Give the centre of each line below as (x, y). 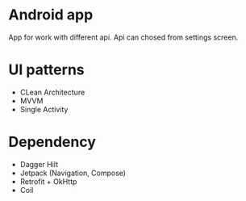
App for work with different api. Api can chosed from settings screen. (123, 37)
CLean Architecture (52, 92)
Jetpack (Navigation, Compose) (73, 173)
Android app (51, 15)
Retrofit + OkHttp (48, 181)
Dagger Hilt (39, 164)
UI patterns (46, 70)
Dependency (52, 142)
